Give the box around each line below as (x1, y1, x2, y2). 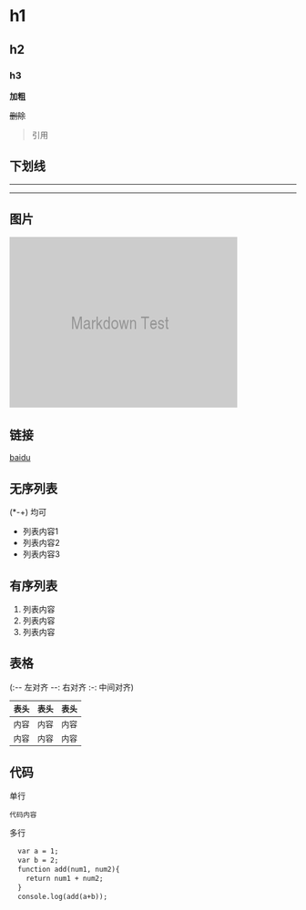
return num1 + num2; (25, 875, 104, 884)
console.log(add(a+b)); (17, 893, 107, 902)
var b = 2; (17, 856, 59, 865)
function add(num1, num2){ (17, 865, 120, 875)
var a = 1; (17, 847, 59, 856)
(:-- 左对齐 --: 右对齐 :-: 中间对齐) (9, 682, 135, 693)
